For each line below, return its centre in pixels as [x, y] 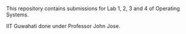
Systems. [18, 15]
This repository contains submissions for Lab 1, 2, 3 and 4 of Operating [93, 8]
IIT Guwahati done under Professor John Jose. [63, 26]
